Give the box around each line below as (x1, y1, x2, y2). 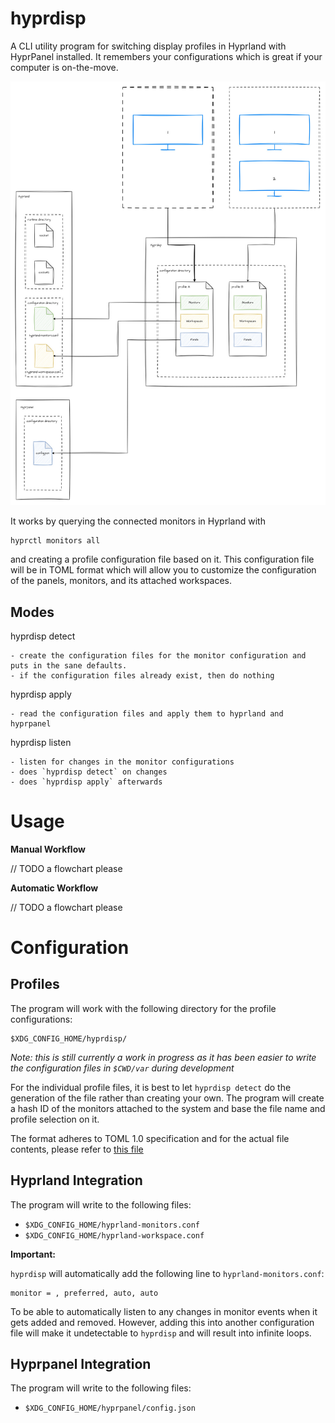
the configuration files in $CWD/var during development (10, 1062, 235, 1074)
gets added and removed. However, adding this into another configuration (10, 1316, 315, 1328)
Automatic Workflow (10, 882, 99, 894)
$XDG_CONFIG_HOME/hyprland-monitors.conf (24, 1220, 200, 1230)
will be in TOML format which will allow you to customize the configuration (10, 564, 317, 576)
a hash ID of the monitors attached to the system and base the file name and (10, 1102, 326, 1114)
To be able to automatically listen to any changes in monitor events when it (10, 1305, 318, 1317)
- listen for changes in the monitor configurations (10, 757, 235, 767)
